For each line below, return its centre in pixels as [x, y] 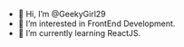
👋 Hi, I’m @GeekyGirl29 [62, 14]
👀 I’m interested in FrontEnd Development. [97, 23]
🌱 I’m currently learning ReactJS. [79, 33]
